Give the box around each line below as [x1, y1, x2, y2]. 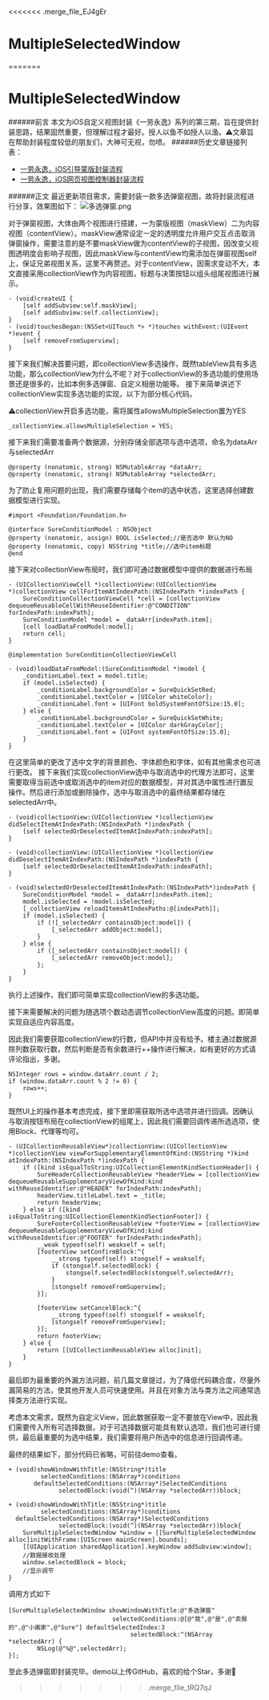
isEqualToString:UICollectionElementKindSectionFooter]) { [8, 1212, 210, 1221]
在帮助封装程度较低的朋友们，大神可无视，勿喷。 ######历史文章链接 [8, 136, 241, 147]
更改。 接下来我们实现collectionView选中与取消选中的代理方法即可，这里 [14, 767, 255, 777]
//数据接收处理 [22, 1551, 66, 1560]
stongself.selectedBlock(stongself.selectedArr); [65, 1268, 235, 1277]
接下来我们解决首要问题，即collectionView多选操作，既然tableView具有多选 [8, 359, 258, 368]
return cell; [22, 629, 66, 637]
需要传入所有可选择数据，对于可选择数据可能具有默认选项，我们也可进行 [14, 1422, 254, 1432]
